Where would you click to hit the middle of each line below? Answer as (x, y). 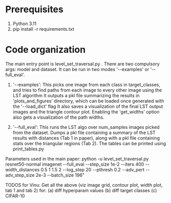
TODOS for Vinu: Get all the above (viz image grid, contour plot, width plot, (84, 185)
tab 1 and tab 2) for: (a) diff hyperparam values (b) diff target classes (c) (81, 190)
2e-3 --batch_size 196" (60, 175)
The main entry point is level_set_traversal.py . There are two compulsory (82, 64)
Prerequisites (35, 9)
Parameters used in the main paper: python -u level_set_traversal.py (77, 159)
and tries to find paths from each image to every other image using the (87, 90)
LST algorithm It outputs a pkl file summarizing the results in (76, 95)
